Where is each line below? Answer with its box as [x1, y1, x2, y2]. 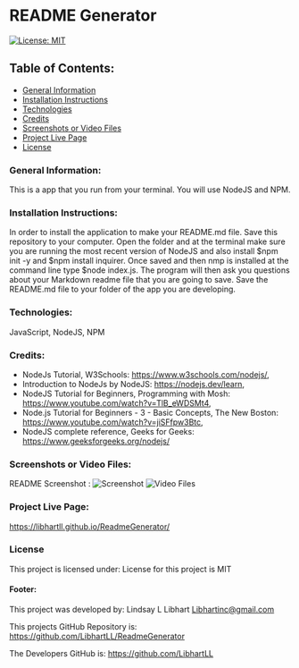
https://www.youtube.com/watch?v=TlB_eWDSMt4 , [21, 397, 212, 408]
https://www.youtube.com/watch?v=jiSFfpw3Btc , [21, 417, 203, 427]
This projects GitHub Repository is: [9, 621, 137, 632]
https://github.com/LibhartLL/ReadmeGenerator [9, 631, 186, 642]
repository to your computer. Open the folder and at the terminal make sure [9, 236, 286, 247]
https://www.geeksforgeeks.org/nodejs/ [21, 435, 170, 446]
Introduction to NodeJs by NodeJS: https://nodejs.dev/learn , [21, 378, 245, 389]
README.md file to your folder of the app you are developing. [9, 283, 237, 295]
